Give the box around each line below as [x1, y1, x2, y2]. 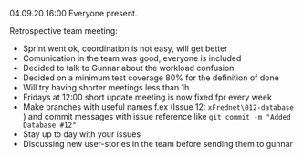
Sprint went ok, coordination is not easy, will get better [22, 43, 228, 54]
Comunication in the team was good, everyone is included [22, 53, 242, 63]
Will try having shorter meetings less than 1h [22, 82, 190, 92]
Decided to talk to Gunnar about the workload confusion [22, 63, 235, 73]
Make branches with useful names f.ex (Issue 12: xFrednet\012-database [22, 101, 295, 112]
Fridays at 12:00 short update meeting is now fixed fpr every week [22, 91, 272, 102]
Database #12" [22, 121, 77, 130]
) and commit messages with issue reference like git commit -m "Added [22, 111, 291, 121]
